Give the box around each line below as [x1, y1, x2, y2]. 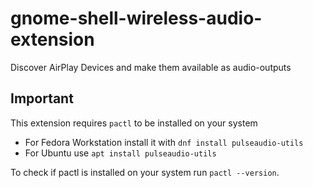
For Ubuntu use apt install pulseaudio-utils [24, 147, 217, 159]
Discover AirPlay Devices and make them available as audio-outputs [10, 61, 292, 73]
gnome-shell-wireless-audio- [10, 7, 263, 30]
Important [10, 90, 74, 107]
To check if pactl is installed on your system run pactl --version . [10, 166, 280, 178]
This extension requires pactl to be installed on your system [10, 117, 258, 129]
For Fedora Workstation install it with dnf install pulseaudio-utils [24, 136, 304, 148]
